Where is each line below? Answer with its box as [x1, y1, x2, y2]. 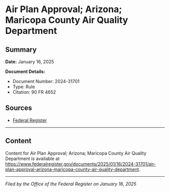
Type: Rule [12, 84, 35, 90]
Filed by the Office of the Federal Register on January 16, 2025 [5, 181, 137, 187]
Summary [5, 45, 37, 54]
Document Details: [5, 68, 46, 74]
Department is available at [5, 156, 60, 162]
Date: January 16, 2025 [5, 59, 54, 64]
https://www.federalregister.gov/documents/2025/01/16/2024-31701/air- [5, 161, 156, 167]
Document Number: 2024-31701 [12, 79, 80, 84]
